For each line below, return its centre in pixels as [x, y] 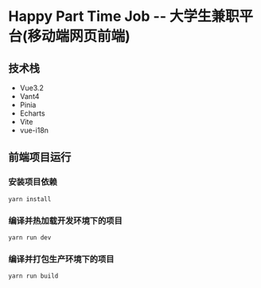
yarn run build [33, 276]
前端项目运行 [40, 158]
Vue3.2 [31, 88]
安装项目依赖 [33, 182]
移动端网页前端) [79, 36]
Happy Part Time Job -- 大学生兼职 [124, 16]
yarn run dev [30, 237]
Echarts [32, 113]
